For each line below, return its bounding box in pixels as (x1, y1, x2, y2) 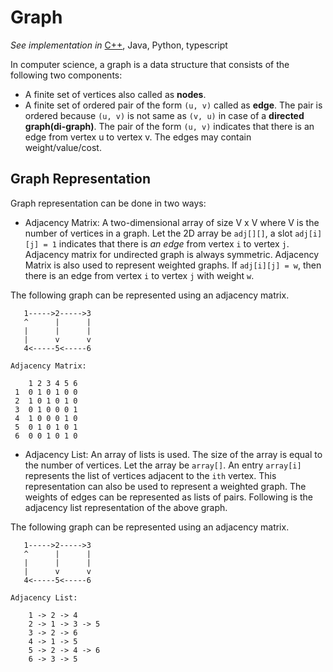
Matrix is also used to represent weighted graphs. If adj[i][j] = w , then (24, 259, 322, 271)
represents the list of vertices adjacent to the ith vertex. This (24, 469, 277, 481)
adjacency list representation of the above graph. (24, 501, 228, 513)
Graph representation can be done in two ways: (10, 197, 207, 209)
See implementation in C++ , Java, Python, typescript (10, 39, 228, 51)
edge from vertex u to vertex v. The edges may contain (24, 131, 252, 143)
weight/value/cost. (24, 141, 102, 153)
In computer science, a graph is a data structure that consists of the (10, 58, 290, 70)
